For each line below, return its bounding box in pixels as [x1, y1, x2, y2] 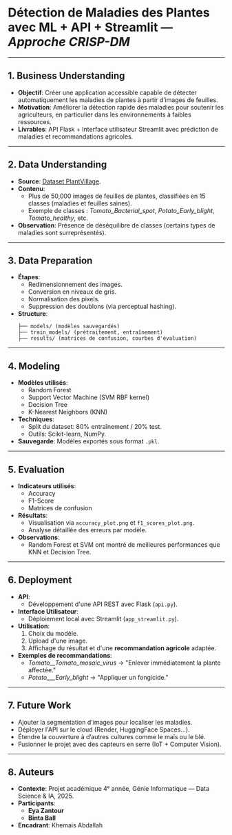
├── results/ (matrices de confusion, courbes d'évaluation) [17, 335, 198, 342]
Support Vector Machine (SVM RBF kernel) [28, 393, 150, 401]
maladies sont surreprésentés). [17, 228, 107, 237]
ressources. [17, 117, 52, 125]
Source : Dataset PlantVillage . [17, 177, 102, 185]
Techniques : [17, 415, 54, 423]
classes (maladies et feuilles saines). [28, 199, 133, 208]
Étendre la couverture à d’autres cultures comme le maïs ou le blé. [17, 732, 206, 741]
